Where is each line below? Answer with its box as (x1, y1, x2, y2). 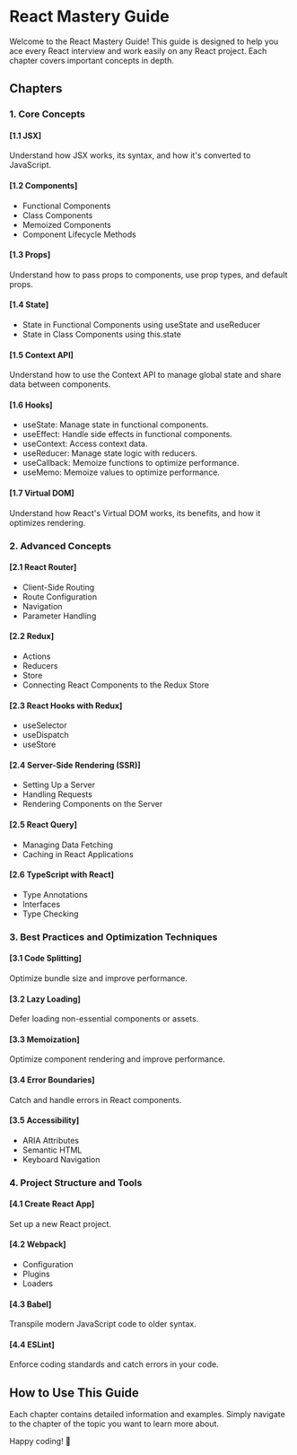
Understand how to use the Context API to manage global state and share (9, 370, 282, 381)
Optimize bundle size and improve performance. (9, 972, 188, 984)
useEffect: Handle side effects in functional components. (22, 429, 233, 440)
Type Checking (22, 908, 79, 919)
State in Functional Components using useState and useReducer (22, 320, 261, 330)
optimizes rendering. (9, 517, 86, 528)
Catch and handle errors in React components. (9, 1094, 182, 1105)
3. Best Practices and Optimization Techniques (9, 931, 218, 943)
